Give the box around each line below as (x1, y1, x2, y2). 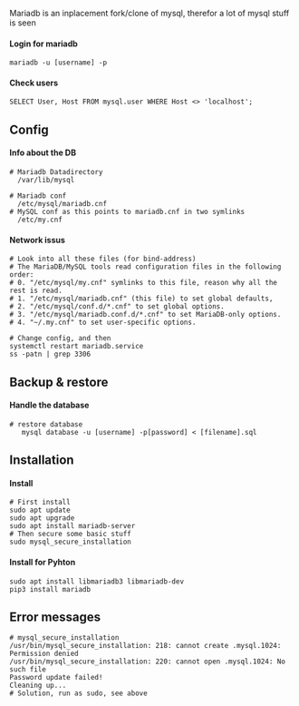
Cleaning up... (9, 681, 67, 691)
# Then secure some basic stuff (9, 530, 131, 539)
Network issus (9, 234, 66, 245)
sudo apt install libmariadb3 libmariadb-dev (9, 576, 184, 586)
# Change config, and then (9, 334, 111, 343)
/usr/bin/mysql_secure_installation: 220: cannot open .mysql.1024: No (9, 657, 285, 666)
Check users (9, 77, 59, 88)
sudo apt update (9, 505, 71, 515)
